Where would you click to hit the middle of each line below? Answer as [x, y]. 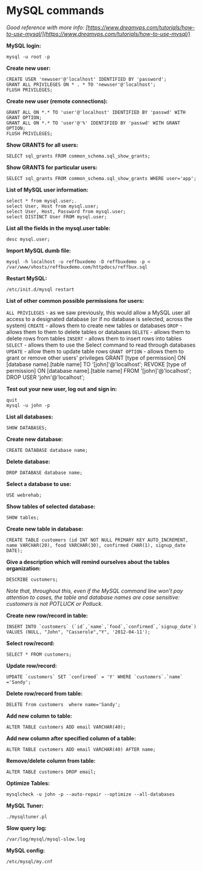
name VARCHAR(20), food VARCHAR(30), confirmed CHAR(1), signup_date [96, 545]
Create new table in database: [45, 529]
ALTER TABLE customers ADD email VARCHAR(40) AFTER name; [81, 749]
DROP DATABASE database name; [45, 473]
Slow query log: [27, 828]
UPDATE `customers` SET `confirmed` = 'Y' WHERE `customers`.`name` [95, 677]
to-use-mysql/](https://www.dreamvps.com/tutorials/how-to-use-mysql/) [99, 33]
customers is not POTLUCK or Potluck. [55, 603]
